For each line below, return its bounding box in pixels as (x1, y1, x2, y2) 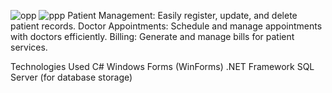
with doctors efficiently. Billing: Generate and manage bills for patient (10, 31, 295, 42)
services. (10, 41, 48, 53)
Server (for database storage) (10, 71, 133, 83)
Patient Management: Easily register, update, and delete (67, 10, 298, 21)
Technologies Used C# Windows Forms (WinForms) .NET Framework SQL (10, 61, 315, 72)
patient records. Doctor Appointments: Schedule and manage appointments (10, 20, 323, 32)
